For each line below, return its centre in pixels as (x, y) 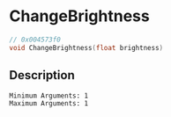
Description (42, 75)
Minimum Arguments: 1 (49, 95)
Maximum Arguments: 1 (49, 103)
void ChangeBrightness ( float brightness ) (86, 48)
